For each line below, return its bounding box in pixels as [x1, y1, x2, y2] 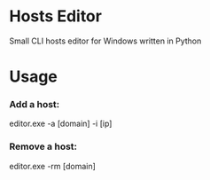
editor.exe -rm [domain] [9, 160, 96, 171]
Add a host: [9, 98, 60, 111]
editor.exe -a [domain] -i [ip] [9, 118, 113, 129]
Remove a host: [9, 140, 78, 153]
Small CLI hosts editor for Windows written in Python [9, 35, 202, 46]
